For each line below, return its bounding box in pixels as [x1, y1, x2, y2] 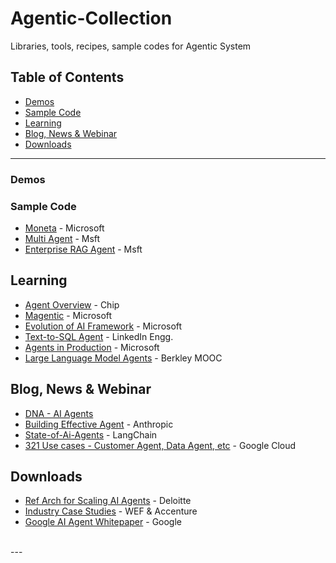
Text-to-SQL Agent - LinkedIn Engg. [24, 330, 174, 342]
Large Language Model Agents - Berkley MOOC [24, 352, 223, 364]
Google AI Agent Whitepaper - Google [24, 516, 182, 528]
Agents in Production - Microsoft [24, 341, 160, 353]
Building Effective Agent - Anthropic [24, 418, 174, 430]
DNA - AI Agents [24, 407, 94, 419]
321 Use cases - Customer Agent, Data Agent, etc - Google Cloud [24, 439, 297, 451]
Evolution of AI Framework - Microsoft [24, 320, 183, 332]
